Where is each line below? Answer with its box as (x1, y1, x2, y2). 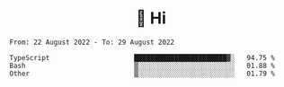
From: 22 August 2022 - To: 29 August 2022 (9, 38, 175, 47)
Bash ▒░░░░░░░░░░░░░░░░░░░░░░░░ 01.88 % (9, 61, 276, 70)
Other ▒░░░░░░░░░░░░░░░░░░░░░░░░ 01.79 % (9, 69, 276, 78)
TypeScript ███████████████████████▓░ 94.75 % (9, 53, 276, 62)
